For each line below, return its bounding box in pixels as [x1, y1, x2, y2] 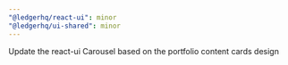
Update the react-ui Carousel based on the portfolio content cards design [8, 45, 279, 56]
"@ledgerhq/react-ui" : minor [8, 12, 117, 22]
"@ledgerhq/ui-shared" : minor [8, 21, 122, 30]
